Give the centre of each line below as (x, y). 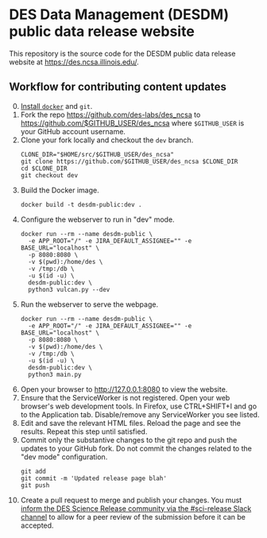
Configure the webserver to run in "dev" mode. (97, 219)
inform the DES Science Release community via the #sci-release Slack (136, 508)
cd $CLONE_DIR (44, 168)
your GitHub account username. (73, 131)
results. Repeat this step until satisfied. (84, 432)
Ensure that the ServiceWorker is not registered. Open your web (125, 397)
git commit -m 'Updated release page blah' (94, 478)
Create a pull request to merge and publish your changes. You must (131, 500)
